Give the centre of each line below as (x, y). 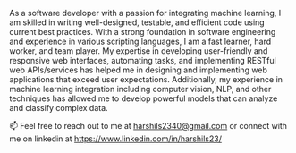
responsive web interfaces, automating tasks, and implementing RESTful (143, 60)
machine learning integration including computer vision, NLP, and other (140, 89)
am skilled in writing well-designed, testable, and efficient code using (137, 22)
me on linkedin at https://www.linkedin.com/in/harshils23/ (115, 139)
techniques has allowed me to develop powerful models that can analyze (144, 98)
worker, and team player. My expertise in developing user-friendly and (139, 51)
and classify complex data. (59, 108)
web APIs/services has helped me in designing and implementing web (139, 70)
